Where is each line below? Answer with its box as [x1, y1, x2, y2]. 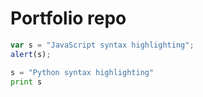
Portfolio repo [10, 7, 127, 30]
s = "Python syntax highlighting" [10, 67, 155, 77]
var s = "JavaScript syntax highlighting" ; [10, 40, 195, 50]
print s [10, 77, 43, 87]
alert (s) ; [10, 49, 52, 59]
